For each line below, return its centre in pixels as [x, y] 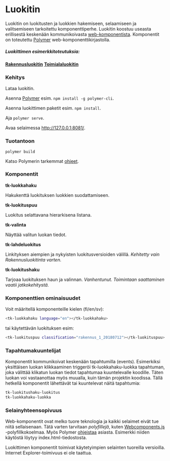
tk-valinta [16, 224]
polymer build [20, 152]
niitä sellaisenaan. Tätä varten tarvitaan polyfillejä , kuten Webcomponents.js [85, 427]
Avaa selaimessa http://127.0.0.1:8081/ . [45, 128]
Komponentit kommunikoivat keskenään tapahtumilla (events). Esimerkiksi [83, 362]
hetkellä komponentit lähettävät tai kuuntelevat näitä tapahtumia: [73, 383]
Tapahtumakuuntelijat [33, 351]
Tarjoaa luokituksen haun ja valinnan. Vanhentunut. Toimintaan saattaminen [85, 279]
